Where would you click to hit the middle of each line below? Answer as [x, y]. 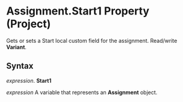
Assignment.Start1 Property [78, 11]
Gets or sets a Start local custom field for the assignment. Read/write [92, 40]
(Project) [29, 24]
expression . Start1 [29, 80]
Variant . [17, 47]
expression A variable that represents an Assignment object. [82, 92]
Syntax [20, 66]
